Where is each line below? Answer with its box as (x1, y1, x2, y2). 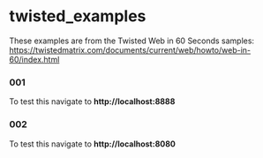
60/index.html (9, 54, 60, 64)
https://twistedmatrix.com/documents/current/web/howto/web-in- (9, 44, 252, 55)
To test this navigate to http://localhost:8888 (9, 96, 176, 107)
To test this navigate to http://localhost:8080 (9, 139, 177, 149)
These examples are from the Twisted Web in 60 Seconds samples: (9, 35, 254, 46)
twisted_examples (9, 6, 147, 26)
